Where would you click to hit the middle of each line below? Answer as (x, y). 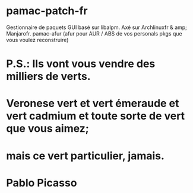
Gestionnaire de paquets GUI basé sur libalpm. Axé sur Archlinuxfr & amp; (96, 27)
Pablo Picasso (42, 183)
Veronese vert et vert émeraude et (93, 103)
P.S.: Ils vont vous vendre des (81, 64)
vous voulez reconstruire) (37, 40)
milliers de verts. (48, 77)
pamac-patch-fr (47, 11)
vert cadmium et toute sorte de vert (96, 116)
